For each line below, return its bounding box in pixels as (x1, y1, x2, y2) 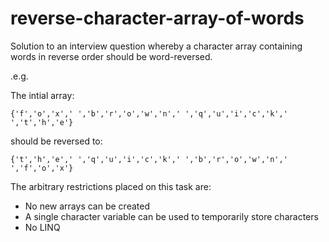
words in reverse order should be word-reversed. (10, 50, 213, 62)
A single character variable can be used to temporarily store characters (24, 210, 319, 222)
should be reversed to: (10, 135, 103, 147)
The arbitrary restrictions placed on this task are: (10, 180, 212, 192)
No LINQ (24, 221, 61, 233)
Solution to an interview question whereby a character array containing (10, 40, 303, 52)
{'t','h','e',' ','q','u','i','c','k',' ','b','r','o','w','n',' (10, 154, 288, 164)
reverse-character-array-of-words (10, 7, 305, 30)
